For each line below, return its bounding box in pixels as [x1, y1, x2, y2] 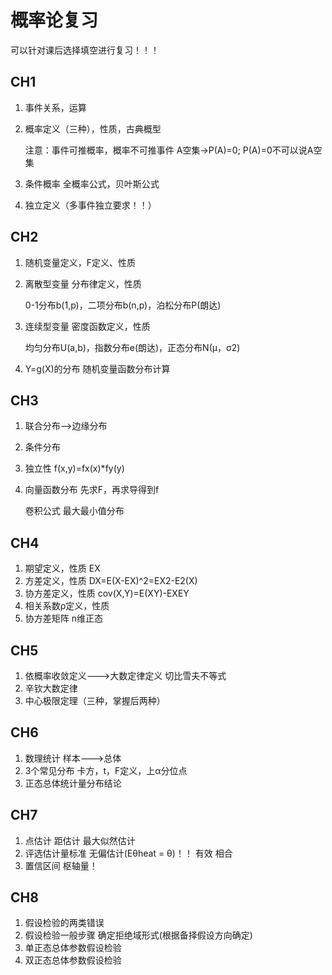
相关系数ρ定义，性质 [24, 600, 110, 612]
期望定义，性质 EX [24, 562, 101, 575]
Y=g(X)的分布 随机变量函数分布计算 [24, 362, 171, 375]
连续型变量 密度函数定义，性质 [24, 320, 151, 332]
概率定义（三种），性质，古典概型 [24, 122, 162, 135]
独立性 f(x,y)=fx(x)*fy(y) [24, 462, 125, 475]
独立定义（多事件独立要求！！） [24, 199, 157, 211]
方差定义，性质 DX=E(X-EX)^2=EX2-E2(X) [24, 575, 198, 587]
